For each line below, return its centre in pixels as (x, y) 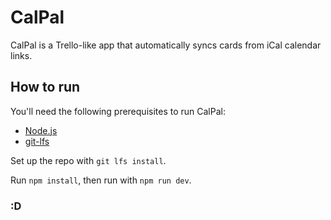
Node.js (41, 130)
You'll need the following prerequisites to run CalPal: (118, 111)
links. (21, 55)
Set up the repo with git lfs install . (88, 160)
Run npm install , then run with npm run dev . (101, 180)
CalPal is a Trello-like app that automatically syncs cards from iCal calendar (166, 45)
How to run (45, 87)
